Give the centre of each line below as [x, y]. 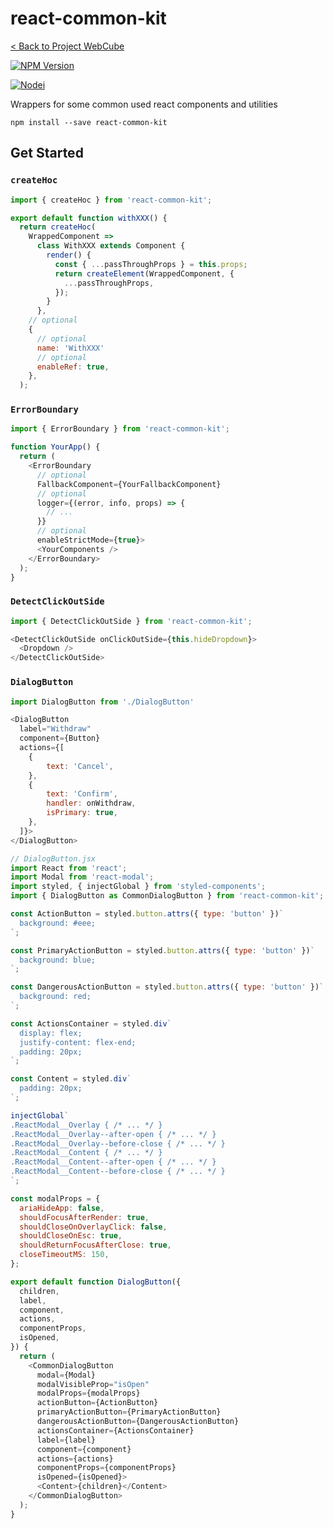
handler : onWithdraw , [91, 803]
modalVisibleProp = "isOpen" [93, 1384]
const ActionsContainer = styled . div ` [91, 1023]
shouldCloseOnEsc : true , [71, 1236]
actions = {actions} [75, 1458]
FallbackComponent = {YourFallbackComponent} [129, 484]
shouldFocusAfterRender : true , [84, 1217]
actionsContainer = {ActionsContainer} [115, 1430]
